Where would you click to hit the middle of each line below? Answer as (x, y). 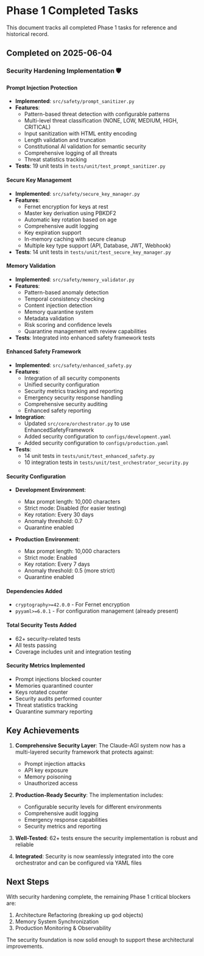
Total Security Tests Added (42, 625)
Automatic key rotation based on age (70, 219)
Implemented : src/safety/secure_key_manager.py (77, 193)
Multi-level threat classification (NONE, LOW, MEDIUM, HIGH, (101, 121)
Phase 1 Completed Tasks (72, 11)
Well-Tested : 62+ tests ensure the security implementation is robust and (106, 838)
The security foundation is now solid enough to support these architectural (100, 940)
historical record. (28, 34)
